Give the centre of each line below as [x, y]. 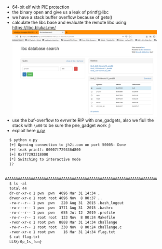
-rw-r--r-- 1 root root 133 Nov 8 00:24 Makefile [62, 218]
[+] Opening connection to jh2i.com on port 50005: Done [68, 145]
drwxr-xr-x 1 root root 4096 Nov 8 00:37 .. [56, 198]
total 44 [18, 188]
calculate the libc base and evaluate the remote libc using [69, 22]
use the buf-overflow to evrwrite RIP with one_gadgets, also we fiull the [83, 120]
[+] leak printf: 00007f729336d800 [45, 150]
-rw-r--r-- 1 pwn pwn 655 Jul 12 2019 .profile [62, 213]
